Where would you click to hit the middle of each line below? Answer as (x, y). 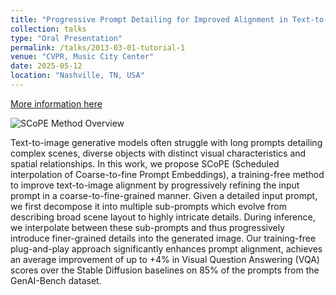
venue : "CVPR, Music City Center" (82, 57)
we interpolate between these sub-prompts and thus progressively (148, 227)
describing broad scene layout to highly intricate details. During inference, (163, 217)
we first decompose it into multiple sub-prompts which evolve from (148, 206)
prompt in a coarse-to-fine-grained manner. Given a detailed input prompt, (164, 195)
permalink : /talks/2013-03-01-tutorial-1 (98, 47)
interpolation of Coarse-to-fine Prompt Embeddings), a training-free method (167, 174)
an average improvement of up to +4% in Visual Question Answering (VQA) (165, 259)
